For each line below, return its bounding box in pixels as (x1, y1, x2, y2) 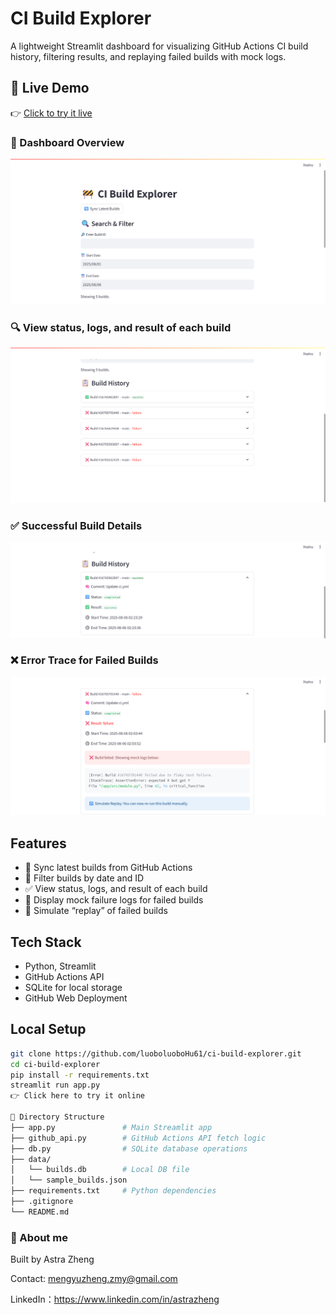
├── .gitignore (10, 1197, 74, 1207)
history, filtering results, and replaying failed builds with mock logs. (10, 50, 287, 62)
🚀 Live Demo (10, 80, 90, 97)
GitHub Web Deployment (24, 992, 128, 1004)
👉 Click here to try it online (10, 1091, 145, 1101)
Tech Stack (10, 933, 82, 951)
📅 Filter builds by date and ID (24, 872, 145, 884)
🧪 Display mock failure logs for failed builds (24, 894, 204, 906)
